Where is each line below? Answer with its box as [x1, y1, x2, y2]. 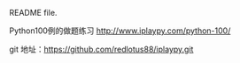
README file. [9, 8, 58, 17]
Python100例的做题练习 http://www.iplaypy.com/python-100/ [9, 25, 231, 36]
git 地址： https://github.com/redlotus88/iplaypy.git [9, 44, 194, 54]
